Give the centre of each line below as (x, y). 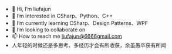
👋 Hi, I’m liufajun (31, 9)
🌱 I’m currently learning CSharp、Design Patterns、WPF (80, 23)
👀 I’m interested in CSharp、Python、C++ (62, 16)
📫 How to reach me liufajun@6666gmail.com (67, 36)
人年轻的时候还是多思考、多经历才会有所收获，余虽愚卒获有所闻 (89, 45)
